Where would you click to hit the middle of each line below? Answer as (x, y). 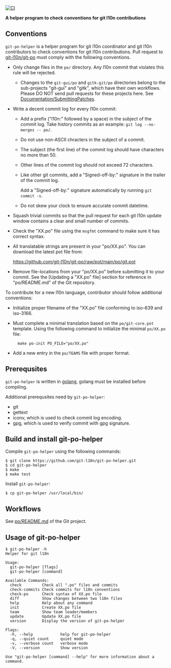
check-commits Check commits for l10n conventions (65, 590)
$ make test (18, 474)
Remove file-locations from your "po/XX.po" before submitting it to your (89, 271)
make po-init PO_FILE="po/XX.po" (53, 343)
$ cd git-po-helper (26, 465)
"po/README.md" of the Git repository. (54, 282)
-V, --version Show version (49, 648)
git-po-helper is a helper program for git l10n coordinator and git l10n (79, 46)
